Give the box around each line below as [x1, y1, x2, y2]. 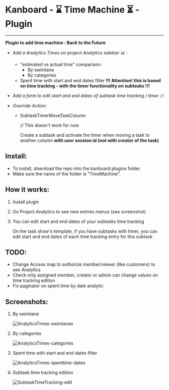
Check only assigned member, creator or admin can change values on [12, 272, 158, 278]
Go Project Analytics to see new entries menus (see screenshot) [12, 208, 146, 214]
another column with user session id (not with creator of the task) [20, 137, 159, 143]
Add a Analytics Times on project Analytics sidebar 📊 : [12, 49, 128, 55]
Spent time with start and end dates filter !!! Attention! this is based [20, 77, 161, 83]
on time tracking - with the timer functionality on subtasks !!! [20, 83, 150, 89]
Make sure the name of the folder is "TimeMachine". [12, 171, 121, 177]
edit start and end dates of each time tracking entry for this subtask [12, 233, 153, 240]
